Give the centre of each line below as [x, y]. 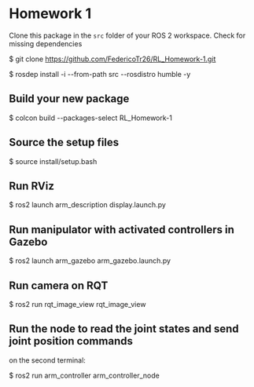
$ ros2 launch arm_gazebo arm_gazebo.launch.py [90, 261]
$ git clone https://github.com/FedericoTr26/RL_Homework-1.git [112, 59]
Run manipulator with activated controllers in [122, 230]
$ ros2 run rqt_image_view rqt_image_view [77, 304]
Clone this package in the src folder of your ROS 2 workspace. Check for [127, 35]
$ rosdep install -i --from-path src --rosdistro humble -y [100, 74]
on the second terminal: [47, 360]
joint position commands [71, 341]
